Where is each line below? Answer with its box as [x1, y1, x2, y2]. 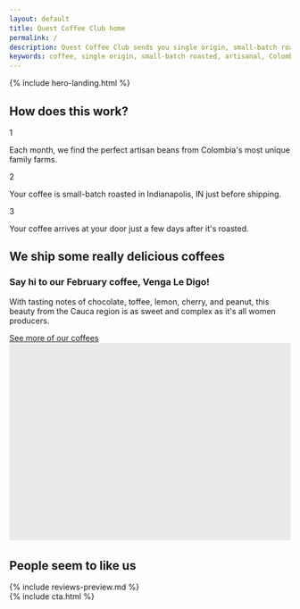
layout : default [9, 14, 70, 23]
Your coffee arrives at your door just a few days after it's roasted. [9, 223, 249, 234]
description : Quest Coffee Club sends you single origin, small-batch [9, 43, 278, 52]
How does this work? [9, 104, 129, 119]
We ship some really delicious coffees [9, 249, 225, 264]
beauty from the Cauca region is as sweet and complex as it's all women [9, 305, 277, 316]
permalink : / [9, 33, 58, 42]
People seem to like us [9, 558, 137, 573]
